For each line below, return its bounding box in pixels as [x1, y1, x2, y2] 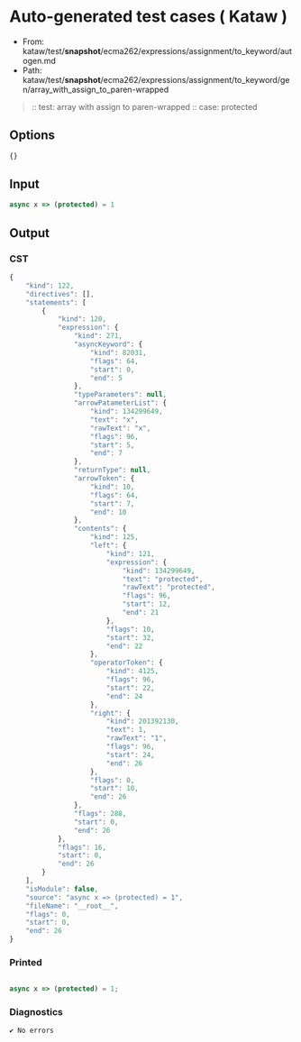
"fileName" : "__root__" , [25, 901, 119, 910]
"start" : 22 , [105, 683, 155, 692]
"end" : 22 [105, 642, 143, 651]
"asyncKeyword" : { [73, 340, 143, 349]
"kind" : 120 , [57, 315, 106, 324]
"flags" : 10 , [105, 625, 155, 634]
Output [9, 225, 50, 241]
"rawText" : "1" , [105, 734, 168, 743]
